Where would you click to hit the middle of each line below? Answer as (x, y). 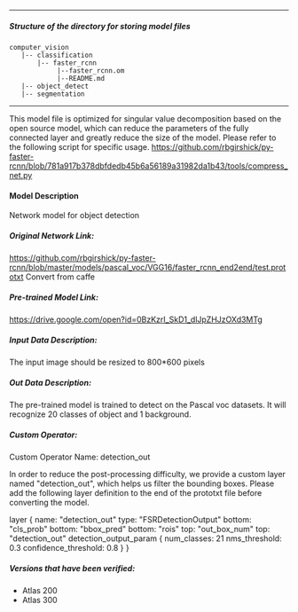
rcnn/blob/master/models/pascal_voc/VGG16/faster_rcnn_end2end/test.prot (148, 268)
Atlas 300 (39, 600)
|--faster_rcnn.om (90, 71)
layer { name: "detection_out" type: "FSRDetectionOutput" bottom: (130, 520)
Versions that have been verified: (72, 568)
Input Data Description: (53, 340)
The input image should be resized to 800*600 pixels (107, 362)
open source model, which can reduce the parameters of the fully (129, 128)
